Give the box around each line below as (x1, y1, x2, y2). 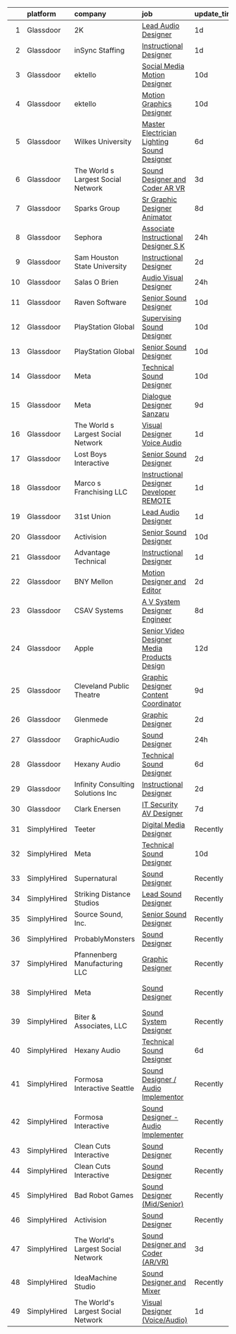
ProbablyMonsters (74, 934, 136, 943)
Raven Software (74, 298, 126, 307)
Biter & (74, 1012, 96, 1021)
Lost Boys (74, 450, 107, 459)
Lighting (141, 137, 169, 146)
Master (141, 119, 165, 129)
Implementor (141, 1092, 184, 1101)
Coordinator (141, 699, 181, 708)
